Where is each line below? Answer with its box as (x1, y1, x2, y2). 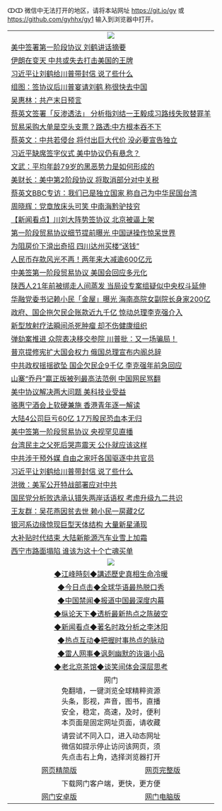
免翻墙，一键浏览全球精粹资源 (61, 686, 161, 695)
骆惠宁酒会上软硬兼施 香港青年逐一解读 (11, 400, 141, 410)
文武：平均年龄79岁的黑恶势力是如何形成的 (11, 162, 155, 171)
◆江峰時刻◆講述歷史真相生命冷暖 (54, 569, 168, 578)
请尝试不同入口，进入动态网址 (61, 731, 161, 740)
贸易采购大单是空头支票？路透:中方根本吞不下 (11, 122, 162, 132)
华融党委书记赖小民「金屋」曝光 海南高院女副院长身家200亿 (11, 294, 211, 304)
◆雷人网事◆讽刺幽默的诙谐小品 (57, 649, 165, 658)
